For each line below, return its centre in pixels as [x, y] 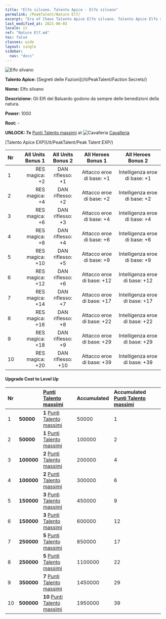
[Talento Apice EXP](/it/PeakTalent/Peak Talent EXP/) [59, 142]
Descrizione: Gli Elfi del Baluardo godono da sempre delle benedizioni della [82, 99]
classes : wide [20, 42]
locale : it [16, 28]
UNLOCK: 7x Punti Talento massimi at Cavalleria [67, 133]
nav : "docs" [22, 56]
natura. [12, 104]
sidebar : [14, 51]
